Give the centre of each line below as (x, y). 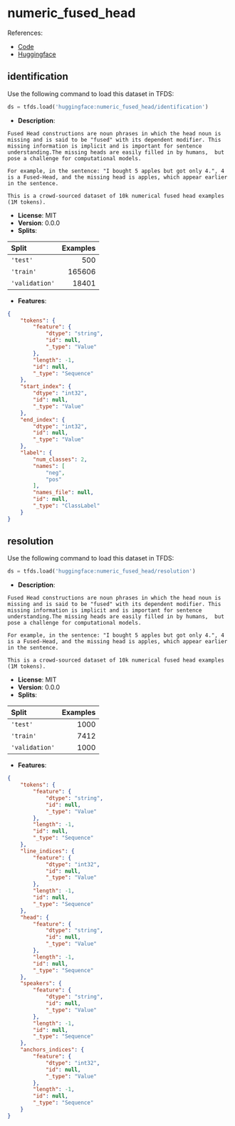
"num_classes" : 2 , (60, 459)
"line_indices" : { (47, 851)
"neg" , (55, 473)
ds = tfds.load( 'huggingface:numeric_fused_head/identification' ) (108, 107)
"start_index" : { (46, 387)
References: (25, 33)
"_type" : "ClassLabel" (67, 506)
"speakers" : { (41, 984)
